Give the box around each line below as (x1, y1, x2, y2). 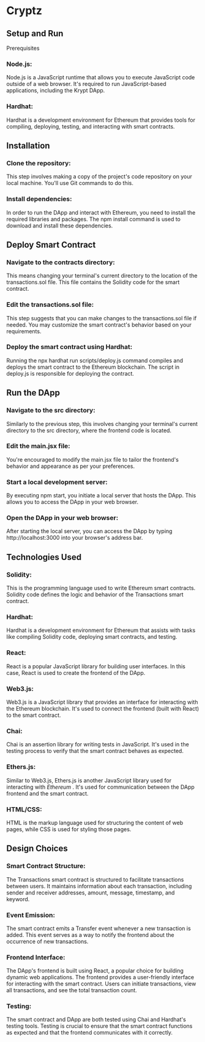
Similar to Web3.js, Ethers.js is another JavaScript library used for (6, 776, 172, 784)
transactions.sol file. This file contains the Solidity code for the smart (6, 278, 180, 286)
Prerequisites (6, 44, 40, 52)
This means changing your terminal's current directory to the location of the (6, 272, 198, 280)
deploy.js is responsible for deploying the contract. (6, 369, 135, 377)
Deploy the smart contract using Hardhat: (6, 342, 133, 351)
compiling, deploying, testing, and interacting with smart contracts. (6, 122, 176, 130)
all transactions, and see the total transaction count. (6, 987, 138, 994)
